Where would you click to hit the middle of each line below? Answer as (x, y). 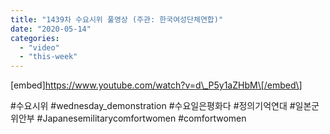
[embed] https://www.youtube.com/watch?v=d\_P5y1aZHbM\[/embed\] (156, 85)
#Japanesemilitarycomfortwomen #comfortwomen (141, 118)
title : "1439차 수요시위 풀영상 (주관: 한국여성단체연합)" (117, 19)
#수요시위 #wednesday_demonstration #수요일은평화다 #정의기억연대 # (153, 106)
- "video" (39, 47)
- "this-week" (48, 57)
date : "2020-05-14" (51, 29)
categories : (35, 38)
